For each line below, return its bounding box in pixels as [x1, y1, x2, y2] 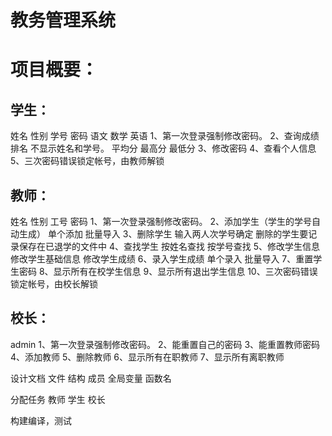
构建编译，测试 [10, 414, 72, 426]
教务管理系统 [10, 9, 117, 32]
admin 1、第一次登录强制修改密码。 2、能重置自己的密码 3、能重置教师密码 [10, 338, 321, 350]
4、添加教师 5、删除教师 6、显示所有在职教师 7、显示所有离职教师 [10, 351, 285, 363]
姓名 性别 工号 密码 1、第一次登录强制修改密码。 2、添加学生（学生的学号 [10, 216, 312, 227]
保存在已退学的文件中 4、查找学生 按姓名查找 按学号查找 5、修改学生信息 [18, 241, 321, 252]
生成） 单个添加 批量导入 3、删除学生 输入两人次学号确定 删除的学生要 [18, 228, 309, 240]
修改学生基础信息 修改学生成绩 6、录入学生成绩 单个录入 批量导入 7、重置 [10, 253, 314, 265]
